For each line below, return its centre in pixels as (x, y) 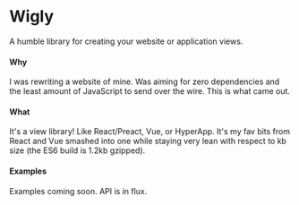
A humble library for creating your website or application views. (126, 41)
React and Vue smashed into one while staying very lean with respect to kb (148, 141)
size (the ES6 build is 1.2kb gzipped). (77, 150)
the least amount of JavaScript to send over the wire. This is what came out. (150, 91)
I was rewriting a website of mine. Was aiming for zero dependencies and (145, 81)
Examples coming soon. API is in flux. (78, 191)
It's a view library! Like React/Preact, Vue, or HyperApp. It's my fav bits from (150, 132)
